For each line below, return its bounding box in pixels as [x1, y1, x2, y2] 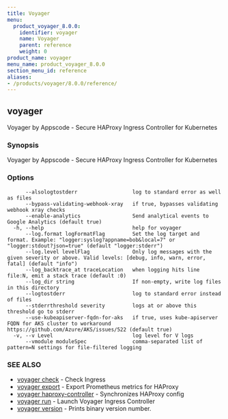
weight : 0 [19, 49, 48, 55]
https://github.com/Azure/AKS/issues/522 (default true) [7, 326, 173, 333]
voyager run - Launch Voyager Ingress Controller [16, 397, 156, 405]
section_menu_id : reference [7, 67, 87, 74]
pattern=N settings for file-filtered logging [7, 344, 142, 351]
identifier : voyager [19, 29, 78, 36]
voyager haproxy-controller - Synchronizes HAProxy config [16, 390, 184, 398]
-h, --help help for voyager [13, 224, 182, 231]
